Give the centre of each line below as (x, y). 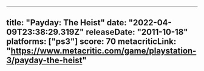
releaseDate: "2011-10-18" (137, 32)
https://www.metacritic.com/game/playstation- (104, 51)
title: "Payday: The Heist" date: (66, 23)
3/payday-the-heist (44, 60)
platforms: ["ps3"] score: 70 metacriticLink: (91, 42)
